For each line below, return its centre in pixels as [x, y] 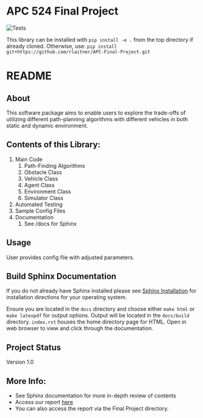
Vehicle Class [41, 178]
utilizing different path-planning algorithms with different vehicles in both [97, 119]
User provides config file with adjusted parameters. [70, 257]
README [29, 76]
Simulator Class [44, 197]
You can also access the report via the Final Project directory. [92, 408]
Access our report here [44, 402]
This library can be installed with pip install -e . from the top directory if [100, 39]
